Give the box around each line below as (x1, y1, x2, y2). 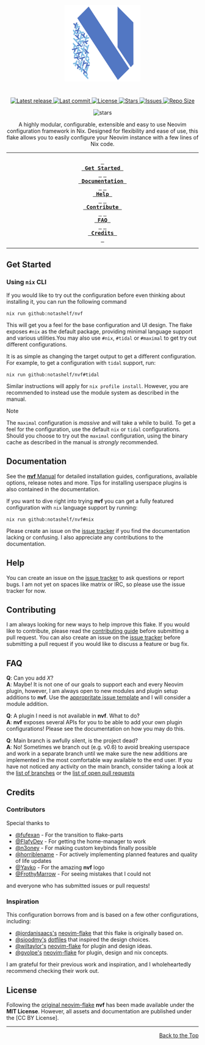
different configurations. (6, 340, 67, 348)
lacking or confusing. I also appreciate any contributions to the (6, 533, 164, 541)
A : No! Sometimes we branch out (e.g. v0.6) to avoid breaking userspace (6, 744, 190, 751)
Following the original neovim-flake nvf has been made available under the (6, 1001, 195, 1008)
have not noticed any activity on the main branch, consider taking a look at (6, 763, 194, 771)
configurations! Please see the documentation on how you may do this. (6, 725, 185, 733)
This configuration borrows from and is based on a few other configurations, (6, 911, 199, 919)
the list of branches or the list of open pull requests (6, 769, 135, 777)
